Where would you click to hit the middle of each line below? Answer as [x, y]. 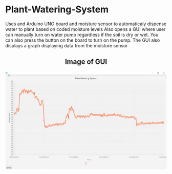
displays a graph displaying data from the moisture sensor [67, 45]
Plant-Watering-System [57, 10]
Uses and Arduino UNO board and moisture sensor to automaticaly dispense [86, 24]
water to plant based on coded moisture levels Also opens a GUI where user [85, 29]
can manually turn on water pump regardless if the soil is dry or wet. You [82, 34]
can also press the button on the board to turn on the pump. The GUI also [83, 40]
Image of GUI [86, 62]
